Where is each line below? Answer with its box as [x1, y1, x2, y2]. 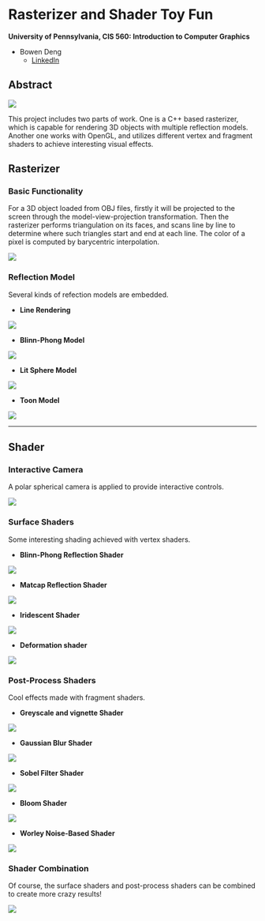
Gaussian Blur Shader [19, 739, 93, 748]
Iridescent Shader [19, 610, 80, 619]
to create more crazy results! [8, 889, 103, 899]
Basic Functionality [8, 186, 84, 197]
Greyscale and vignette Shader [19, 709, 124, 718]
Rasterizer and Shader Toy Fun [8, 6, 214, 24]
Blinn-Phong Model [19, 335, 85, 344]
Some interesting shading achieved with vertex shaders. [8, 535, 191, 544]
